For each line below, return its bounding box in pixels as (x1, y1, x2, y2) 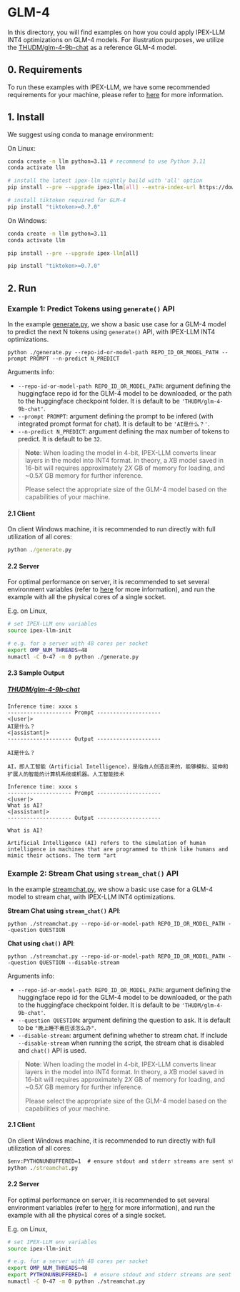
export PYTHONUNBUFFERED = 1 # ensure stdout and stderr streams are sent (7, 1271, 232, 1278)
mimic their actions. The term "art (7, 852, 116, 859)
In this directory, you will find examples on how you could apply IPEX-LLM (7, 28, 226, 36)
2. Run (7, 282, 37, 294)
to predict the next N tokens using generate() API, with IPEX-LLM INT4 (7, 328, 216, 336)
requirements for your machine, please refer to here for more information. (7, 90, 224, 99)
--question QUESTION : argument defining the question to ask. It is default (17, 1016, 231, 1024)
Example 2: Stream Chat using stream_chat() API (7, 868, 179, 878)
